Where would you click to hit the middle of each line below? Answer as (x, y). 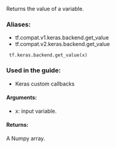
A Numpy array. (26, 138)
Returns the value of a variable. (45, 9)
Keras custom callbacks (45, 84)
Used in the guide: (34, 70)
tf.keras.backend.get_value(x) (48, 55)
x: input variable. (36, 111)
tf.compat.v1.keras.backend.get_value (62, 38)
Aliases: (19, 24)
